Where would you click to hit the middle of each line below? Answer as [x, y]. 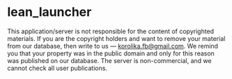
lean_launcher [49, 12]
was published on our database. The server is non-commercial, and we [109, 60]
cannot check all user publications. [57, 68]
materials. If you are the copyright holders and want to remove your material [116, 38]
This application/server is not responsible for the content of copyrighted [111, 31]
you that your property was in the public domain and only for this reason [111, 53]
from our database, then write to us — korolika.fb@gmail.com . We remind [113, 46]
